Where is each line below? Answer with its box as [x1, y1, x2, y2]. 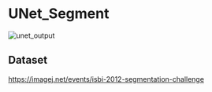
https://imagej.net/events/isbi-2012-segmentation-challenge [8, 74, 205, 83]
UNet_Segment [8, 5, 110, 23]
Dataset [8, 53, 48, 67]
